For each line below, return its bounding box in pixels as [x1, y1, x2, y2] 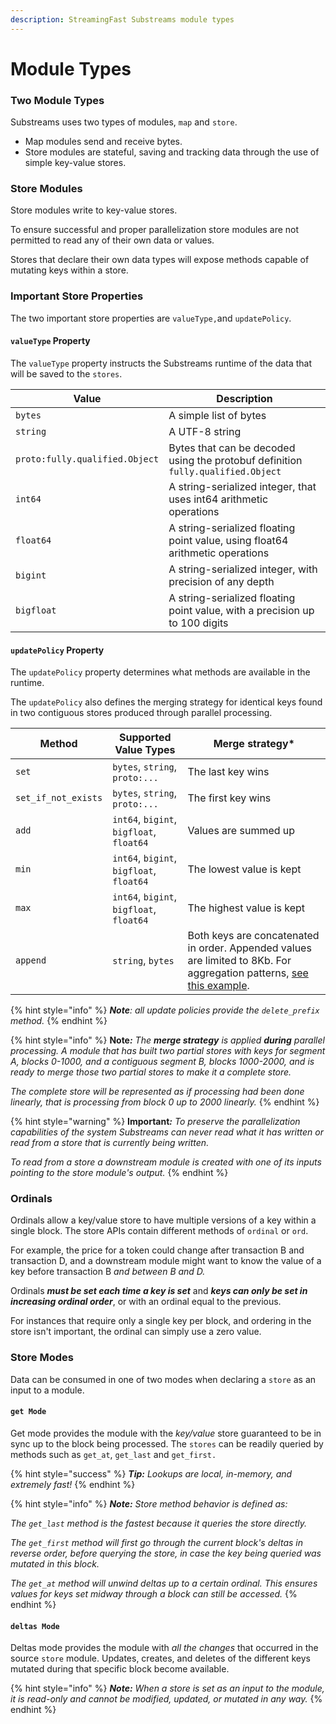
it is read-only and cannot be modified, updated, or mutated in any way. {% [10, 1693, 323, 1705]
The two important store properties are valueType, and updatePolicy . [10, 312, 292, 324]
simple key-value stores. [24, 157, 127, 169]
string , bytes [112, 954, 175, 968]
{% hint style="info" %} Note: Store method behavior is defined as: [10, 1497, 288, 1510]
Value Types [114, 743, 176, 757]
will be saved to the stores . [10, 367, 123, 380]
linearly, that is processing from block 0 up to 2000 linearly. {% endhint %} [10, 1096, 320, 1108]
